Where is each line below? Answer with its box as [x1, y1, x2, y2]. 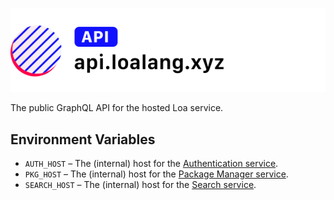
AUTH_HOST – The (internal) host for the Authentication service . [24, 158, 279, 170]
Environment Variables [10, 131, 156, 148]
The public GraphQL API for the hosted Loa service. [10, 102, 224, 114]
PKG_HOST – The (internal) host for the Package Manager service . [24, 168, 289, 180]
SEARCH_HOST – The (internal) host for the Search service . [24, 179, 257, 191]
